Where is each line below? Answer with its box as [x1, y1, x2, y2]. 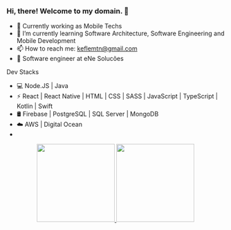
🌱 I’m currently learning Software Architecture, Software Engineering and [16, 29, 225, 37]
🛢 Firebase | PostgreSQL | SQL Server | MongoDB [16, 110, 159, 118]
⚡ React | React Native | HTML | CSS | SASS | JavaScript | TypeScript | [16, 92, 219, 100]
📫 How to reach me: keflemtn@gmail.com [16, 44, 138, 53]
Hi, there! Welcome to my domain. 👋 [6, 6, 129, 16]
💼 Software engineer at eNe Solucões [16, 55, 124, 63]
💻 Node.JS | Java [16, 82, 68, 90]
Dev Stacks [6, 68, 39, 76]
